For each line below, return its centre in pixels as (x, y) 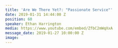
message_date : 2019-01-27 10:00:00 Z (44, 33)
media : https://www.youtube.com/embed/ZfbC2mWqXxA (59, 28)
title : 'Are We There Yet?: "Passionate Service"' (59, 10)
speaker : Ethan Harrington (33, 24)
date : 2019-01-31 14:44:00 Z (35, 14)
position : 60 (19, 19)
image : (12, 38)
